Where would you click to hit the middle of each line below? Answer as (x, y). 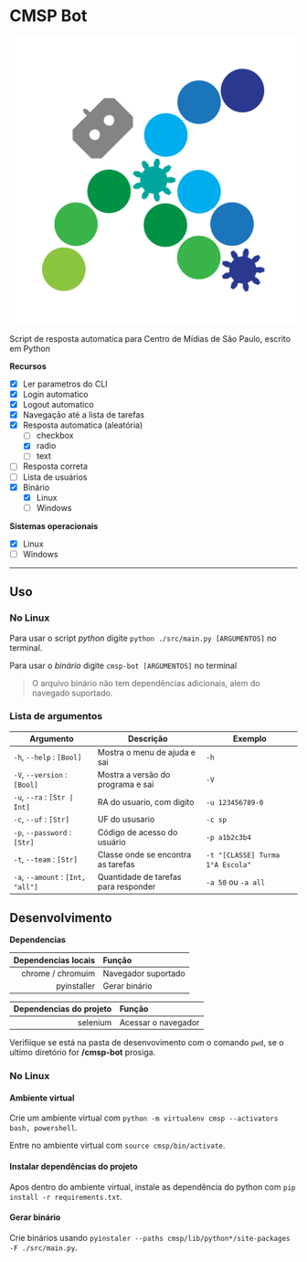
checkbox (55, 436)
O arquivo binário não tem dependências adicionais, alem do (146, 683)
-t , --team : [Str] (45, 859)
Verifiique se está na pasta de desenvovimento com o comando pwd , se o (147, 1043)
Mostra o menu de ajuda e (147, 752)
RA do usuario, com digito (146, 801)
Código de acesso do (138, 832)
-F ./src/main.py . (43, 1247)
